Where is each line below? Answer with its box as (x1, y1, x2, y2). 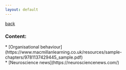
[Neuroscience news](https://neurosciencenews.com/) (8, 59, 119, 65)
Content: (5, 33, 27, 40)
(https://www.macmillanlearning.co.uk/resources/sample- (5, 49, 122, 55)
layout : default (5, 7, 38, 12)
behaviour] (40, 44, 62, 49)
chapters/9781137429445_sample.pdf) (5, 54, 83, 60)
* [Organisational (5, 44, 40, 49)
